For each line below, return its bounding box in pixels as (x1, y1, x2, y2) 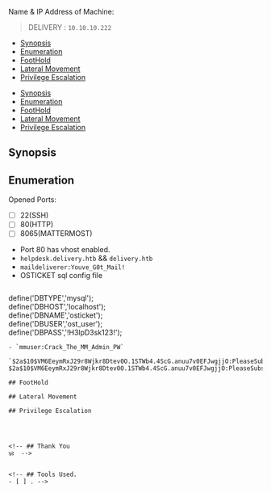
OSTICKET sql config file (19, 271, 103, 280)
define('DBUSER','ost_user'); (8, 319, 103, 329)
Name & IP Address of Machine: (8, 7, 115, 16)
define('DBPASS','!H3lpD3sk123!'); (8, 327, 123, 338)
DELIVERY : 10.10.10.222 (27, 23, 112, 32)
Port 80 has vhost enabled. (19, 245, 110, 255)
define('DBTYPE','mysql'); (8, 293, 94, 303)
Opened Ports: (8, 195, 56, 204)
